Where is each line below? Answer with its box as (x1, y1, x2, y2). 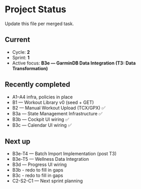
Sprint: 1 (12, 54, 30, 60)
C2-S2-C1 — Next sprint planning (12, 178, 83, 184)
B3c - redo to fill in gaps (12, 173, 63, 179)
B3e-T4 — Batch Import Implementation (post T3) (12, 151, 117, 157)
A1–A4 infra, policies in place (12, 94, 73, 100)
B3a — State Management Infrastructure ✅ (12, 110, 103, 116)
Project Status (5, 4, 67, 15)
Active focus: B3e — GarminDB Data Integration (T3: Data (12, 60, 136, 66)
